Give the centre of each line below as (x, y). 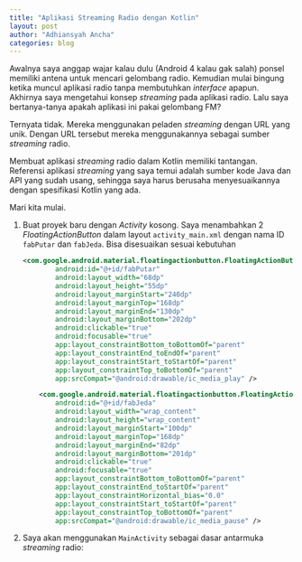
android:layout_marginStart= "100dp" (124, 428)
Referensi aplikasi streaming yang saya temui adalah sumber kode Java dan (150, 171)
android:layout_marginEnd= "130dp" (120, 311)
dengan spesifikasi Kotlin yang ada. (75, 190)
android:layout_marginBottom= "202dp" (126, 320)
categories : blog (42, 43)
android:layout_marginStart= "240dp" (124, 295)
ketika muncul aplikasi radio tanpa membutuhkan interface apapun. (134, 88)
